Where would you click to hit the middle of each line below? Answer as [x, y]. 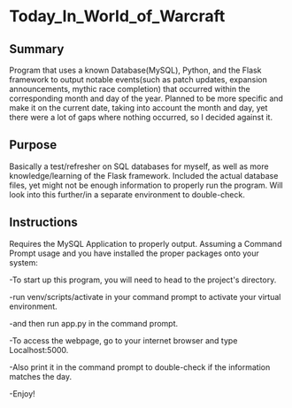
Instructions [43, 223]
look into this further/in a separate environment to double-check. [127, 194]
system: [23, 262]
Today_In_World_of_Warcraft [117, 16]
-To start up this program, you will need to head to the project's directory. [143, 280]
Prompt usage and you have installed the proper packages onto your [134, 253]
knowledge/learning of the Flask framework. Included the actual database [144, 175]
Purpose [33, 145]
